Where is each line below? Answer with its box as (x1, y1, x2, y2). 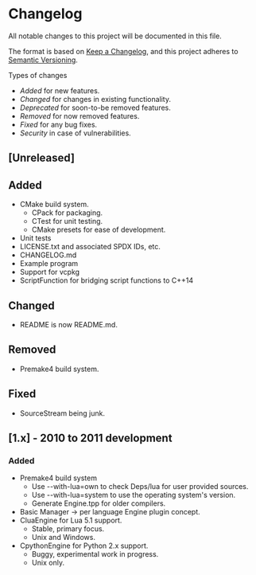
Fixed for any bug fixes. (19, 119, 98, 129)
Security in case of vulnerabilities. (19, 128, 131, 138)
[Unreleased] (8, 151, 76, 165)
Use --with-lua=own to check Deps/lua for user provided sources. (31, 482, 249, 491)
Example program (19, 259, 79, 268)
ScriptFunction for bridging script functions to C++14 (19, 276, 193, 285)
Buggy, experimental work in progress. (31, 550, 159, 559)
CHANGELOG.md (19, 250, 77, 260)
